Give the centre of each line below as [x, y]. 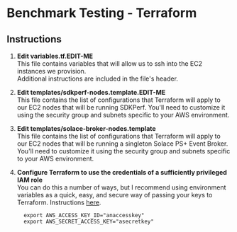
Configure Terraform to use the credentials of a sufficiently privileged [122, 172]
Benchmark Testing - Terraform [102, 13]
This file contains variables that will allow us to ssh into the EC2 [110, 64]
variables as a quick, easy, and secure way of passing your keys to [115, 195]
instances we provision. [51, 71]
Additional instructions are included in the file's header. [98, 79]
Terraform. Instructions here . [59, 202]
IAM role [30, 180]
